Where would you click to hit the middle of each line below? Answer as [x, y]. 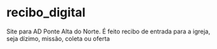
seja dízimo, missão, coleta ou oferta [58, 38]
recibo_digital [46, 13]
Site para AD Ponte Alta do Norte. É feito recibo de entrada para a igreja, [108, 31]
